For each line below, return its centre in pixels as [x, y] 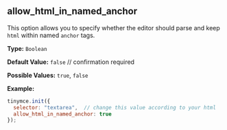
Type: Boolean [27, 48]
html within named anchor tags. [51, 35]
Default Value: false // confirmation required [71, 62]
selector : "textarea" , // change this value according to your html [115, 107]
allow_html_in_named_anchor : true [62, 114]
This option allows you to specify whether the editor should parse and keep [114, 28]
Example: [21, 88]
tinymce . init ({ [29, 101]
